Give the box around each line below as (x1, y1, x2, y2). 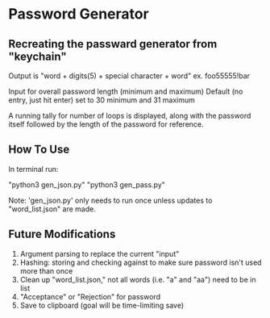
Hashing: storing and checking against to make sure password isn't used (19, 257, 262, 267)
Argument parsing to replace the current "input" (19, 249, 180, 258)
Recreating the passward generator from (8, 37, 218, 51)
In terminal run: (8, 164, 59, 174)
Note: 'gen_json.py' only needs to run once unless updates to (8, 195, 213, 205)
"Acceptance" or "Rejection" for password (19, 291, 161, 301)
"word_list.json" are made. (8, 203, 97, 214)
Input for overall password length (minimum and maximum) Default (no (8, 86, 243, 96)
